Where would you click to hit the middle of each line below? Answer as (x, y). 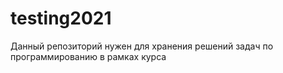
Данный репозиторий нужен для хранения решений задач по (142, 46)
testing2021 (61, 18)
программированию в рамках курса (88, 56)
